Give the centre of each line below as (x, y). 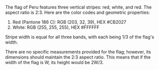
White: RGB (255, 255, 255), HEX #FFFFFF (56, 27)
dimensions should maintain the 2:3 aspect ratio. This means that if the (78, 57)
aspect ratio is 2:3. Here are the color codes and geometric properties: (78, 12)
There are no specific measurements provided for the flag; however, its (78, 52)
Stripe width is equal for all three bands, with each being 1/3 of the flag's (80, 37)
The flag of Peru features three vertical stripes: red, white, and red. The (79, 7)
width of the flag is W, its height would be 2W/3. (54, 62)
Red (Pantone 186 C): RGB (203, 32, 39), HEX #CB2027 (69, 22)
